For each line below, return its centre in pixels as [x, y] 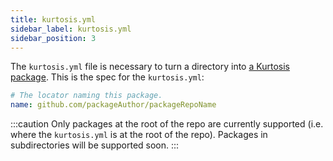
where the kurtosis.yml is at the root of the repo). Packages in [139, 135]
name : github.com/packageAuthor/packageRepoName [113, 105]
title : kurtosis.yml [53, 19]
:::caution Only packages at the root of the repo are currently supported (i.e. [167, 124]
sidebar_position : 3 [53, 38]
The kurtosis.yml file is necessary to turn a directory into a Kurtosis [150, 67]
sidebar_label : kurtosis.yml [71, 29]
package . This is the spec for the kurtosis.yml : [107, 77]
